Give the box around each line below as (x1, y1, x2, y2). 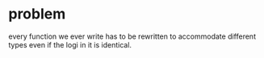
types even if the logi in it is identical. (8, 39, 132, 49)
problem (8, 5, 66, 23)
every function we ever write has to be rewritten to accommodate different (8, 31, 257, 41)
